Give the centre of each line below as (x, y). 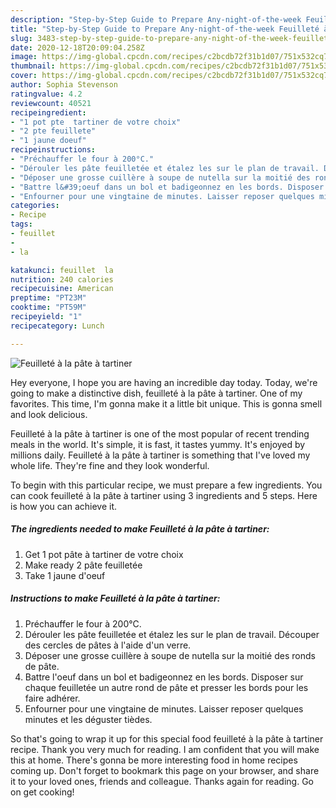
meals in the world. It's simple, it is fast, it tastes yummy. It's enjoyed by (158, 444)
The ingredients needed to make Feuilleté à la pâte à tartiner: (140, 529)
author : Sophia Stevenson (64, 85)
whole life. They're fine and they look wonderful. (110, 465)
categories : (35, 206)
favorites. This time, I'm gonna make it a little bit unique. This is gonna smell (166, 403)
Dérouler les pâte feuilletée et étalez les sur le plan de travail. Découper (172, 634)
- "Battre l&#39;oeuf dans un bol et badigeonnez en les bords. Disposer (167, 187)
